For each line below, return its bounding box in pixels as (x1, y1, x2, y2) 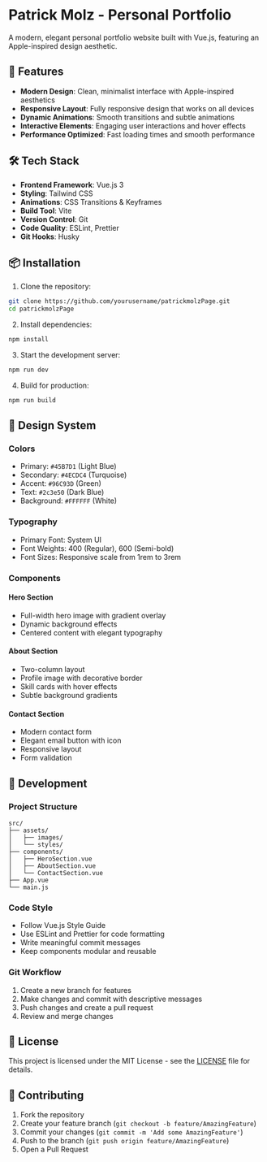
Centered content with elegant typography (19, 627, 163, 637)
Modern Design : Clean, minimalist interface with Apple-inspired (19, 86, 235, 96)
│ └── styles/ (8, 840, 63, 848)
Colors (8, 443, 36, 454)
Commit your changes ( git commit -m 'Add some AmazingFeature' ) (19, 1127, 243, 1137)
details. (8, 1064, 33, 1074)
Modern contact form (19, 727, 92, 737)
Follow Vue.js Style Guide (19, 921, 106, 930)
